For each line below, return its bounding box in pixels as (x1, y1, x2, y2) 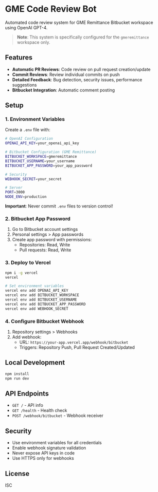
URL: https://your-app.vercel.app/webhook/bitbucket (19, 339, 129, 345)
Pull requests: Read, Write (19, 247, 71, 253)
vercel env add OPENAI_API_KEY (5, 288, 69, 293)
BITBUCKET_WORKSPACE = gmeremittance (5, 154, 77, 159)
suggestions (12, 82, 37, 88)
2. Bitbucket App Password (5, 215, 70, 222)
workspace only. (17, 39, 51, 45)
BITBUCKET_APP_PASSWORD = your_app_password (5, 163, 92, 168)
